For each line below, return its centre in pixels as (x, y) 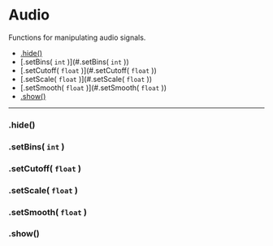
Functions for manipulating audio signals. (77, 37)
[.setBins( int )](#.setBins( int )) (74, 62)
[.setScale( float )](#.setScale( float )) (86, 79)
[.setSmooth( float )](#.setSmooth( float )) (93, 88)
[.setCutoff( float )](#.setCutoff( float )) (88, 70)
